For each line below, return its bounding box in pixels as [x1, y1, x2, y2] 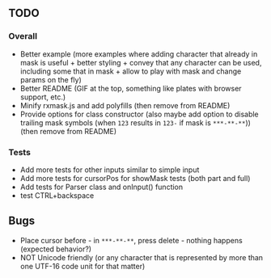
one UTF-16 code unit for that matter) [19, 261, 146, 271]
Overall [8, 31, 38, 42]
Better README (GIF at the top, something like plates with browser [19, 83, 242, 93]
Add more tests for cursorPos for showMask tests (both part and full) [19, 173, 251, 183]
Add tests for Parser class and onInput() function [19, 182, 184, 192]
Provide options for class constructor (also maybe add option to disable [19, 109, 259, 119]
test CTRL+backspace [19, 190, 95, 200]
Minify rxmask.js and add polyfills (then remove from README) [19, 100, 231, 110]
